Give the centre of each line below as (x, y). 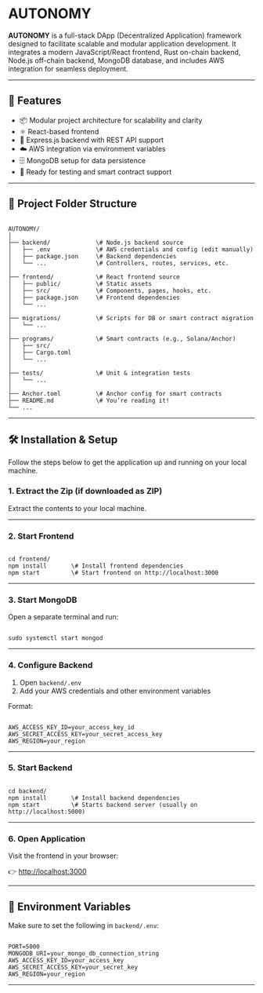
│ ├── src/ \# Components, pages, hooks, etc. (110, 290)
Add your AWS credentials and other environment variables (115, 691)
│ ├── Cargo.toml (40, 352)
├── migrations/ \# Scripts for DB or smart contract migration (131, 318)
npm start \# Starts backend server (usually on (103, 805)
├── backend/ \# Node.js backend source (96, 243)
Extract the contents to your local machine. (77, 508)
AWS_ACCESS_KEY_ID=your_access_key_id (71, 727)
